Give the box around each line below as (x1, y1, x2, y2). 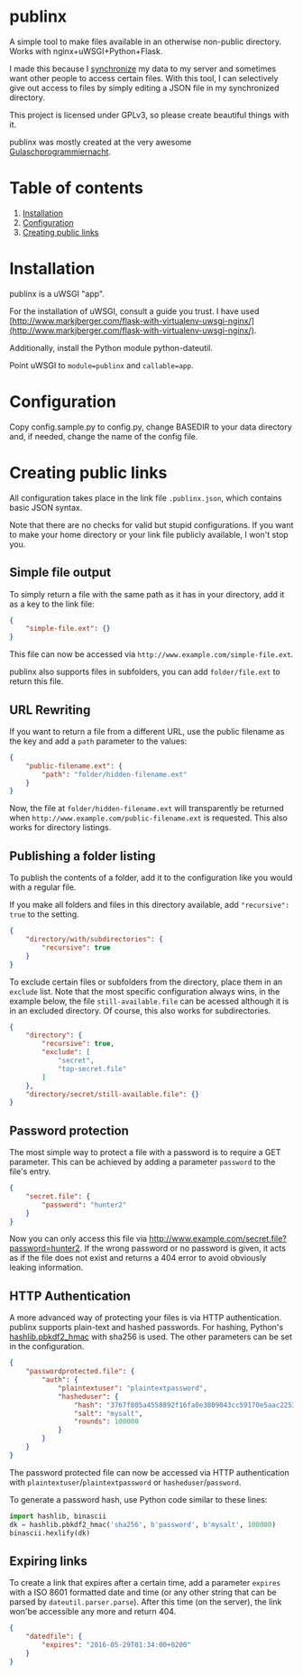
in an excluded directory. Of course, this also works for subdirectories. (9, 1004, 271, 1016)
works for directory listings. (9, 822, 112, 833)
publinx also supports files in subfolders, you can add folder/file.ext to (9, 666, 281, 678)
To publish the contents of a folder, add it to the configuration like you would (9, 873, 293, 884)
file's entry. (9, 1166, 51, 1177)
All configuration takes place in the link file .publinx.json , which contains (9, 492, 282, 503)
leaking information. (9, 1262, 84, 1273)
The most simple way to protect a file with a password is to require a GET (9, 1147, 281, 1158)
